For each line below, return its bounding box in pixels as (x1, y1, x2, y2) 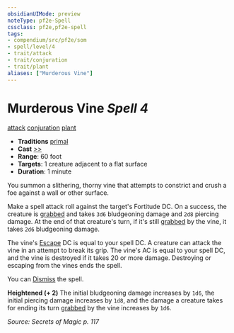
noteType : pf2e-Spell (7, 17, 71, 24)
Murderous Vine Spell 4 (7, 100, 148, 116)
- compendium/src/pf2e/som (7, 37, 87, 44)
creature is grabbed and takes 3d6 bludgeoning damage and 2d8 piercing (7, 210, 219, 218)
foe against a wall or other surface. (7, 188, 110, 197)
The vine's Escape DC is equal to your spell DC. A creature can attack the (7, 239, 222, 247)
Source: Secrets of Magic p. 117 (7, 317, 100, 326)
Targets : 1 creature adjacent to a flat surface (17, 160, 148, 169)
